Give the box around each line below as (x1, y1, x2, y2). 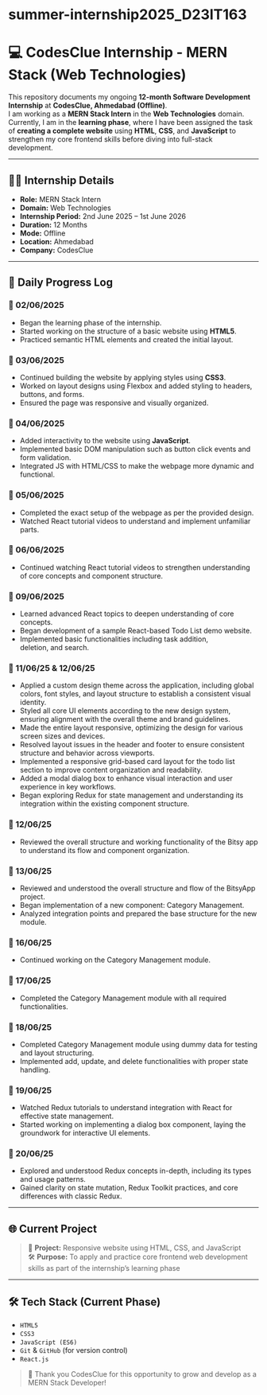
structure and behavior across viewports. (19, 748, 155, 758)
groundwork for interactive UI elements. (19, 1128, 151, 1138)
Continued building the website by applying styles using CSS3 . (19, 372, 226, 382)
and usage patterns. (19, 1175, 86, 1184)
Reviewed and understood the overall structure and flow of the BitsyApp (19, 883, 256, 893)
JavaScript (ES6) (19, 1338, 78, 1346)
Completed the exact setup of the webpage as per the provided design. (19, 508, 254, 517)
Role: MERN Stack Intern (19, 194, 102, 204)
